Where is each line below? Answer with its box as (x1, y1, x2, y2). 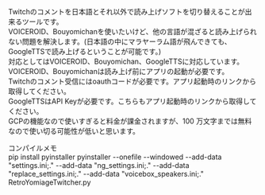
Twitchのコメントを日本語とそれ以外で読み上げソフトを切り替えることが (8, 7, 245, 16)
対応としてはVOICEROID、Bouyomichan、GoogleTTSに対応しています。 (8, 57, 244, 66)
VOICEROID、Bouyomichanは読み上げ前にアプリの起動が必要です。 (8, 67, 229, 76)
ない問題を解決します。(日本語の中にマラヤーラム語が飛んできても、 (8, 37, 232, 46)
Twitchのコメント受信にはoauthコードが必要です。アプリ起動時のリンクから (8, 76, 256, 86)
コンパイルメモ (8, 143, 57, 153)
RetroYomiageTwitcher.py (8, 177, 91, 187)
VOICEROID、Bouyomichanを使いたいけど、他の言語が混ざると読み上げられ (8, 27, 258, 36)
